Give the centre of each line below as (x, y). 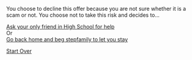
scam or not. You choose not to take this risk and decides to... (83, 15)
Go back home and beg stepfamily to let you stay (67, 39)
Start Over (19, 51)
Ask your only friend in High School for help (60, 27)
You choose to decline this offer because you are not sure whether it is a (96, 9)
